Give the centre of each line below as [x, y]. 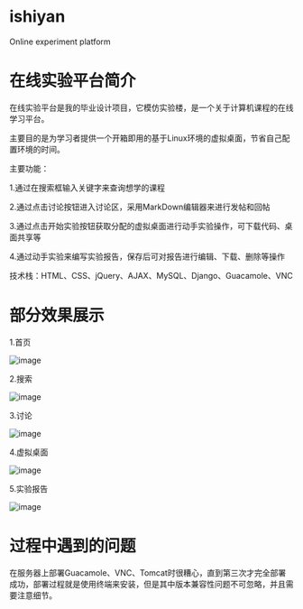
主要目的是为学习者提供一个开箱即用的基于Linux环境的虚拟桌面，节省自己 [146, 138]
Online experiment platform [60, 42]
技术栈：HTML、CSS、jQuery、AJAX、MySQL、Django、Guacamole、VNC [151, 275]
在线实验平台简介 [73, 81]
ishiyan [37, 17]
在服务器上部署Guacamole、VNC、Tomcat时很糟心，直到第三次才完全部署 [148, 572]
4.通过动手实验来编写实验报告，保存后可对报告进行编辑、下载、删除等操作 [147, 256]
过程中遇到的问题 [73, 546]
